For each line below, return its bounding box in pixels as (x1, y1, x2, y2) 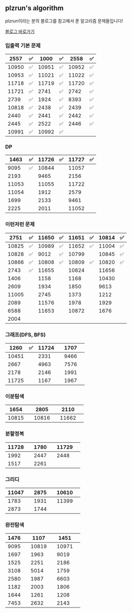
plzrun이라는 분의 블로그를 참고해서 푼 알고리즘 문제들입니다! (5, 17, 124, 24)
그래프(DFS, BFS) (5, 331, 46, 338)
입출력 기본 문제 (5, 42, 41, 49)
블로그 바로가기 (5, 28, 35, 34)
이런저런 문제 (5, 221, 35, 228)
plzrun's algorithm (5, 4, 64, 12)
